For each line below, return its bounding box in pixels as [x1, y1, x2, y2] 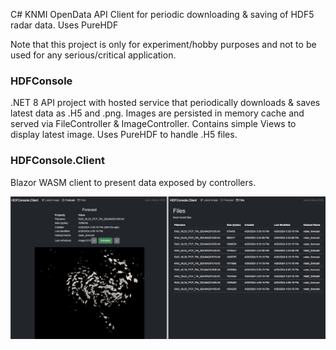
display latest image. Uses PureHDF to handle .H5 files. [10, 129, 238, 141]
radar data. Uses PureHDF [10, 19, 119, 31]
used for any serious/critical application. [10, 49, 177, 61]
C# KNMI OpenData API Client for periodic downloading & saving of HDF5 [10, 9, 315, 20]
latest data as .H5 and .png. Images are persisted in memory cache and [10, 107, 305, 119]
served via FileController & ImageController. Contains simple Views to [10, 118, 297, 130]
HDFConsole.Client [10, 154, 105, 168]
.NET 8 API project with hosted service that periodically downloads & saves [10, 97, 321, 109]
